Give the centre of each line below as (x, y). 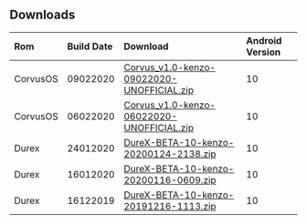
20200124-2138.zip (169, 154)
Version (264, 52)
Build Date (90, 46)
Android (264, 40)
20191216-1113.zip (169, 206)
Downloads (42, 15)
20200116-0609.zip (169, 179)
